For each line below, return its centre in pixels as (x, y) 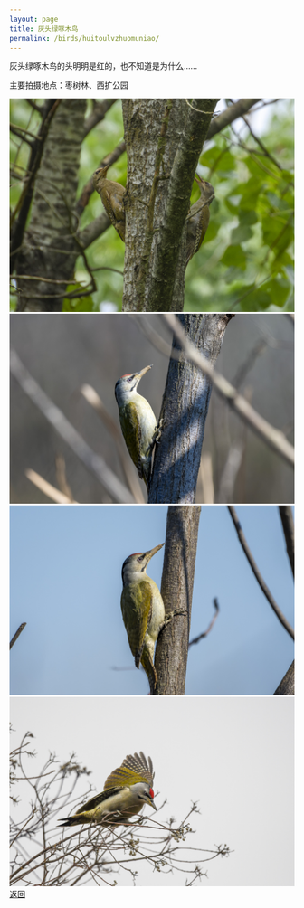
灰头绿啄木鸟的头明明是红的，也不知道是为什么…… (104, 66)
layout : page (34, 19)
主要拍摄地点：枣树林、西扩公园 (69, 85)
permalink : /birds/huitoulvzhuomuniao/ (85, 38)
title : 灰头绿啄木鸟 (44, 28)
